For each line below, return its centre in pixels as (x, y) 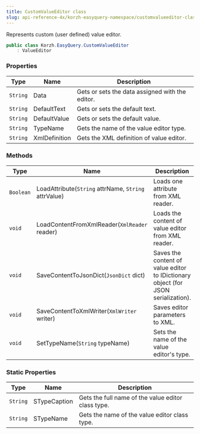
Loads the (167, 213)
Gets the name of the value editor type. (132, 128)
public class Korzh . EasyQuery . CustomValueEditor (68, 45)
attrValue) (50, 196)
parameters (169, 315)
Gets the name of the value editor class (134, 415)
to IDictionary (172, 275)
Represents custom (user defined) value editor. (64, 34)
